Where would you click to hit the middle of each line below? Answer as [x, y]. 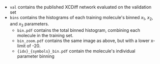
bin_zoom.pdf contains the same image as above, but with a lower [83, 41]
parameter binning [36, 56]
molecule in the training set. [45, 35]
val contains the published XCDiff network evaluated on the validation [80, 7]
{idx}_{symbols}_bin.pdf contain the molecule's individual [76, 51]
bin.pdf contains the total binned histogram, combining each [79, 30]
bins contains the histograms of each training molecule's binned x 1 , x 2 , [81, 18]
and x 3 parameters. [29, 24]
